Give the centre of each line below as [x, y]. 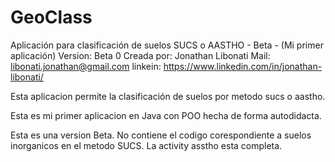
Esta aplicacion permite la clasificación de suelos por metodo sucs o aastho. [168, 96]
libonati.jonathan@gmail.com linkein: [86, 66]
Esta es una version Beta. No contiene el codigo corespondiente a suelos [161, 135]
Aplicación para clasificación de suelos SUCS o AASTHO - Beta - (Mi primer [167, 45]
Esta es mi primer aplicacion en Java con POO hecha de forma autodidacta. [166, 115]
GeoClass [51, 17]
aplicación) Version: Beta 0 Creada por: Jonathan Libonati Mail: [140, 55]
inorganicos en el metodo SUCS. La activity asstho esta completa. [146, 145]
